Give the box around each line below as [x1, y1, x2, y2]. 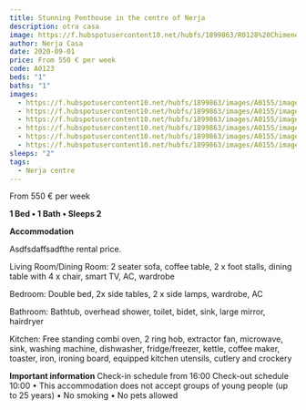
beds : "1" [9, 73, 47, 82]
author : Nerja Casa [9, 38, 84, 48]
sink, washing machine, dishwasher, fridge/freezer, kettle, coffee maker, [9, 343, 280, 354]
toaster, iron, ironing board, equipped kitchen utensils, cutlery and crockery [9, 353, 292, 364]
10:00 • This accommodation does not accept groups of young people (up [9, 380, 289, 392]
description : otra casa [9, 22, 100, 31]
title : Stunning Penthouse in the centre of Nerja [9, 13, 206, 23]
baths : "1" [9, 81, 51, 90]
